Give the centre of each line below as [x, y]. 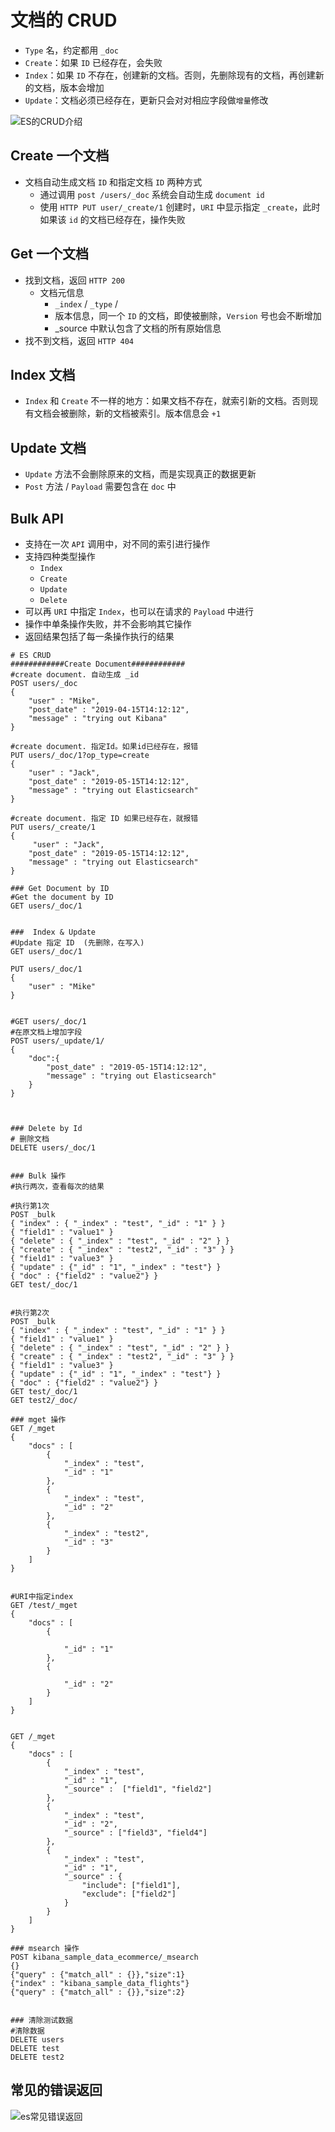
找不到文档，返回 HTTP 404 [79, 340]
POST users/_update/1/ [57, 1041]
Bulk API [37, 518]
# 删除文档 [30, 1139]
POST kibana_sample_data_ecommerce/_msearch [104, 1957]
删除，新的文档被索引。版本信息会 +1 [145, 413]
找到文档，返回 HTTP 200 [75, 280]
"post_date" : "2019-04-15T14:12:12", [109, 710]
